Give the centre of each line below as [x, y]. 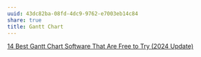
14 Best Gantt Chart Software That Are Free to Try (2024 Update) [100, 47]
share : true [24, 20]
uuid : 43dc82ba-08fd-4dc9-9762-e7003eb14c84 [73, 14]
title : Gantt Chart [35, 26]
